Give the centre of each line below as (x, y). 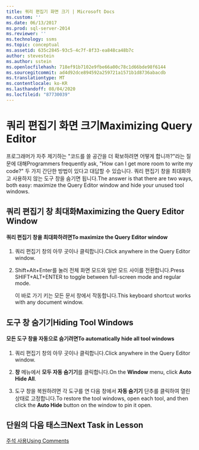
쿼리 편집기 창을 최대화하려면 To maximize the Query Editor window (87, 237)
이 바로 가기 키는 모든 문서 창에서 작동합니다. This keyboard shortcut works (103, 295)
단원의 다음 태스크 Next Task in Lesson (75, 425)
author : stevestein (30, 56)
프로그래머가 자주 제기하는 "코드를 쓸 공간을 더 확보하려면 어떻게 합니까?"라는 (96, 156)
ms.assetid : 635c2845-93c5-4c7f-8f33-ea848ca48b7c (70, 51)
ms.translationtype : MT (36, 78)
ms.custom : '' (24, 17)
